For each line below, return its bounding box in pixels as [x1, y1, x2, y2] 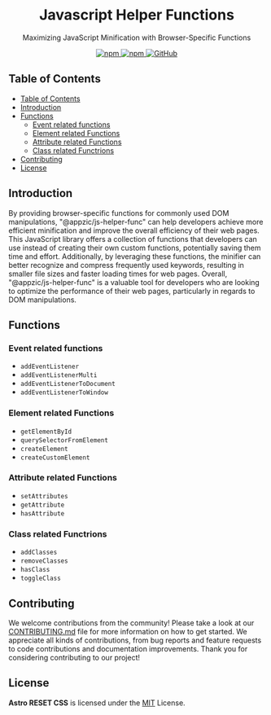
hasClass [20, 566, 50, 574]
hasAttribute [20, 509, 65, 518]
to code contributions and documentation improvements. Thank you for [8, 643, 248, 653]
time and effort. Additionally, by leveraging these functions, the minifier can [8, 251, 261, 261]
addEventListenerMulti [20, 371, 98, 379]
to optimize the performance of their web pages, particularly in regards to [8, 286, 256, 296]
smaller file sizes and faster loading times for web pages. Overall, [8, 269, 228, 279]
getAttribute [20, 501, 65, 509]
